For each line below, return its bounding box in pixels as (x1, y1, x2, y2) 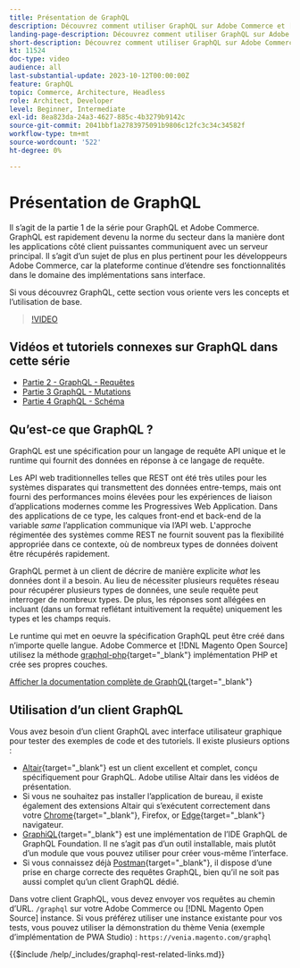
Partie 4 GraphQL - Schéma (21, 396, 125, 407)
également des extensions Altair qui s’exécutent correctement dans (21, 801, 271, 811)
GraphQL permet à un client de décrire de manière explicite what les (9, 566, 261, 577)
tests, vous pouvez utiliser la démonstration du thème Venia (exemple (9, 922, 265, 932)
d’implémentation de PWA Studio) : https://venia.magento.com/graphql (9, 931, 272, 942)
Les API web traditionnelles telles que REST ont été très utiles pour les (9, 473, 268, 484)
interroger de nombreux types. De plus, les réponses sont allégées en (9, 594, 266, 605)
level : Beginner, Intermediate (9, 105, 126, 114)
